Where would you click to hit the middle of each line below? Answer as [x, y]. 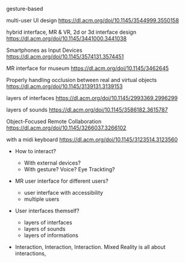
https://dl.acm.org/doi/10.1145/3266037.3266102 [66, 128]
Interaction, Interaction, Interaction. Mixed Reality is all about [90, 247]
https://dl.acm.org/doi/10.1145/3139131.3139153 [64, 86]
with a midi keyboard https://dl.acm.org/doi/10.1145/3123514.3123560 [92, 139]
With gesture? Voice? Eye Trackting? [70, 169]
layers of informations [51, 235]
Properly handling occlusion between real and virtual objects [82, 80]
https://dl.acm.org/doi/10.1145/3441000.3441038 [67, 38]
